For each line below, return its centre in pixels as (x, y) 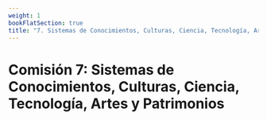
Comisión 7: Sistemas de (91, 70)
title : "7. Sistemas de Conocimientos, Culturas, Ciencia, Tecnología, (129, 30)
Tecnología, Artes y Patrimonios (116, 103)
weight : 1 (25, 15)
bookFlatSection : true (46, 23)
